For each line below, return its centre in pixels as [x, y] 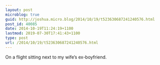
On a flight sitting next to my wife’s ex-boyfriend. [56, 57]
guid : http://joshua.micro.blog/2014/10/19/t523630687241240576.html [80, 19]
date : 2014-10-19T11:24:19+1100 [39, 29]
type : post [17, 38]
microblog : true [22, 15]
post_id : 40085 [21, 24]
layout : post [19, 10]
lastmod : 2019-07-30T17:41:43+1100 [43, 33]
